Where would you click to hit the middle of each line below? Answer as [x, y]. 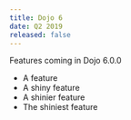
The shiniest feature [60, 107]
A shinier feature [54, 97]
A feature [40, 78]
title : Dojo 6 [36, 18]
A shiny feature [51, 88]
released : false [40, 35]
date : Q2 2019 [36, 26]
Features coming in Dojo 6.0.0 [65, 61]
